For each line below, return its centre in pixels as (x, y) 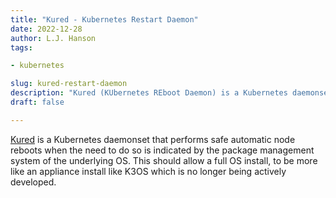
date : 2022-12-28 (46, 29)
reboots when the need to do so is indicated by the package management (162, 150)
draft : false (37, 102)
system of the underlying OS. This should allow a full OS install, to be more (164, 160)
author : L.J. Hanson (53, 38)
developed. (33, 182)
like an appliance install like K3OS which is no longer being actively (148, 171)
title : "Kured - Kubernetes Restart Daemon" (104, 19)
